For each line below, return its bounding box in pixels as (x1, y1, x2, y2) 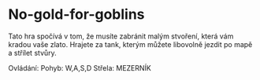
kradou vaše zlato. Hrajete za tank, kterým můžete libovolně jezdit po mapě (8, 39, 253, 49)
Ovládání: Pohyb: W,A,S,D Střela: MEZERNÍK (8, 63, 151, 72)
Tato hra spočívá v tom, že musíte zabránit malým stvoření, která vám (8, 31, 234, 41)
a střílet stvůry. (8, 48, 57, 57)
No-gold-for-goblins (8, 5, 145, 24)
